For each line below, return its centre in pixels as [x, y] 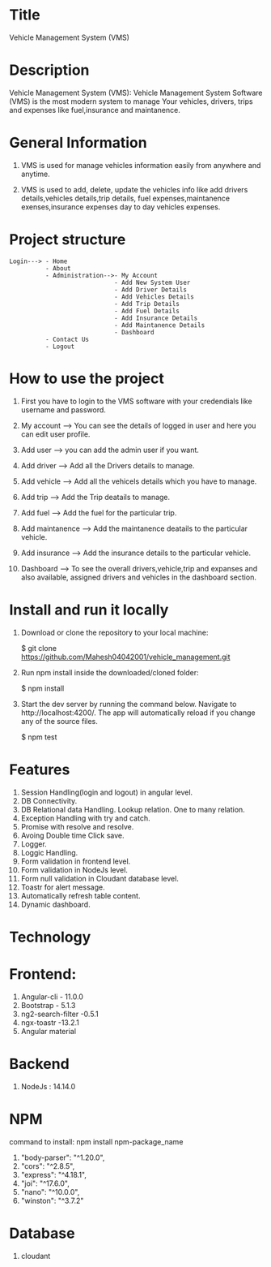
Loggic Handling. [49, 852]
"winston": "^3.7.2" [52, 1200]
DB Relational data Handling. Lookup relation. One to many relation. [133, 809]
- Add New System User [152, 282]
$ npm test [39, 737]
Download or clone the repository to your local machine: [114, 632]
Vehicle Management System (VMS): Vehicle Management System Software [136, 93]
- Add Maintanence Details [159, 325]
